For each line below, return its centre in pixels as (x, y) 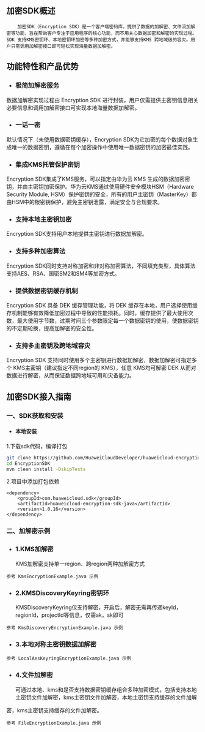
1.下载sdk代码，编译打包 (37, 446)
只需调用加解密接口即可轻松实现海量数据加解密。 (63, 46)
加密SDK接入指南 (39, 397)
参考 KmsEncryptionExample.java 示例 (52, 576)
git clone (19, 458)
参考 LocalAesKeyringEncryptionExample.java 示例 (69, 658)
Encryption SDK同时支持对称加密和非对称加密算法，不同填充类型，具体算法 (101, 266)
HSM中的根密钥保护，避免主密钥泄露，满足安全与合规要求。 (87, 202)
